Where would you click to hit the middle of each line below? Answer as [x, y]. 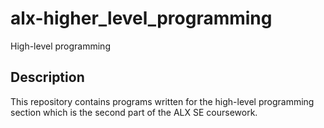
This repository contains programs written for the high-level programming [162, 101]
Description [47, 77]
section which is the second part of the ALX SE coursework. [134, 112]
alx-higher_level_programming [141, 18]
